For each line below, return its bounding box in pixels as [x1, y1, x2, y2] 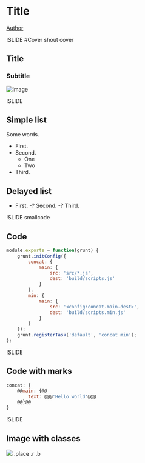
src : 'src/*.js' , [49, 270, 94, 276]
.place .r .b [13, 450, 41, 457]
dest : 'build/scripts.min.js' [49, 309, 126, 316]
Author [6, 24, 24, 32]
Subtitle [6, 72, 30, 80]
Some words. [6, 131, 39, 138]
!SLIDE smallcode [6, 214, 50, 221]
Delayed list [6, 186, 52, 196]
